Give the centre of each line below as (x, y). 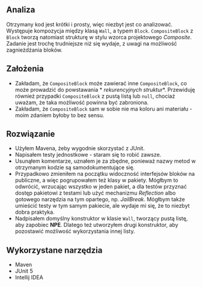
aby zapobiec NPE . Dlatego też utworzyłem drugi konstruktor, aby (96, 225)
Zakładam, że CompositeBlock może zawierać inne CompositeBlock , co (101, 83)
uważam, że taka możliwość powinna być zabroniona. (82, 102)
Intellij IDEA (29, 277)
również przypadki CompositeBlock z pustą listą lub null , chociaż (95, 96)
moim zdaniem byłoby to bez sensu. (60, 115)
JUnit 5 (24, 271)
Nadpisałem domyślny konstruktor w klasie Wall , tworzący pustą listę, (101, 219)
